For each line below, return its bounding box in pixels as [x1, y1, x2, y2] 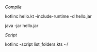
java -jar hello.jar [5, 23, 39, 28]
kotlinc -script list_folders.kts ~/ [5, 41, 68, 47]
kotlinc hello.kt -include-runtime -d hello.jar [5, 13, 92, 19]
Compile [5, 4, 22, 10]
